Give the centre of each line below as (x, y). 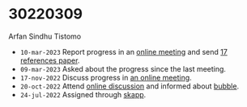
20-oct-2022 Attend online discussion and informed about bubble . (130, 86)
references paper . (50, 60)
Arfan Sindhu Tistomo (45, 36)
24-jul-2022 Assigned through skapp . (83, 94)
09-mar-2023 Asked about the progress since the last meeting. (123, 68)
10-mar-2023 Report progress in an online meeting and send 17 (124, 51)
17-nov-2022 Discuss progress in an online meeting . (106, 77)
